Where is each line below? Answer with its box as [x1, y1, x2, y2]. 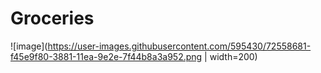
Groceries [10, 7, 95, 30]
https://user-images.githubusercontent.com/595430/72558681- [47, 40, 312, 52]
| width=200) [204, 50, 258, 62]
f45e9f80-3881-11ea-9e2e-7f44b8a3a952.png [10, 50, 203, 62]
